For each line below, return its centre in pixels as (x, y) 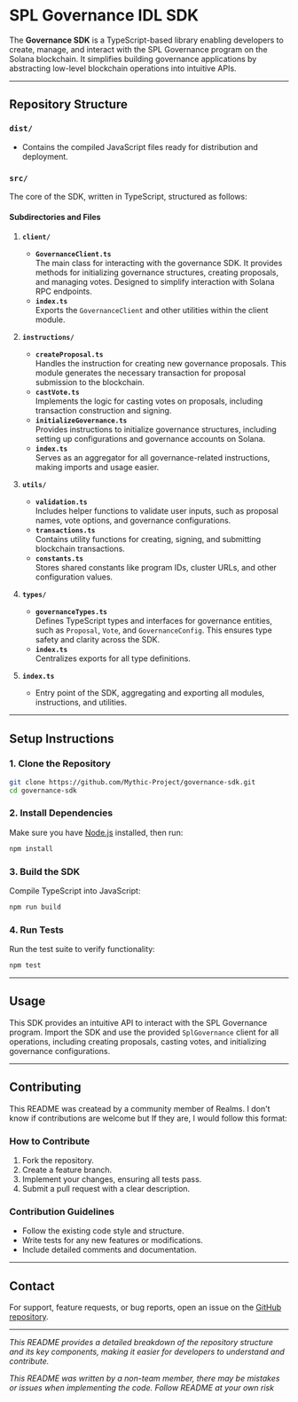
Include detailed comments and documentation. (109, 1250)
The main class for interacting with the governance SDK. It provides (159, 264)
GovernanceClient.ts (73, 255)
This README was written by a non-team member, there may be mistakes (145, 1378)
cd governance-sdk (43, 791)
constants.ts (59, 559)
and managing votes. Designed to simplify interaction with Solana (155, 282)
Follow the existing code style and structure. (103, 1231)
